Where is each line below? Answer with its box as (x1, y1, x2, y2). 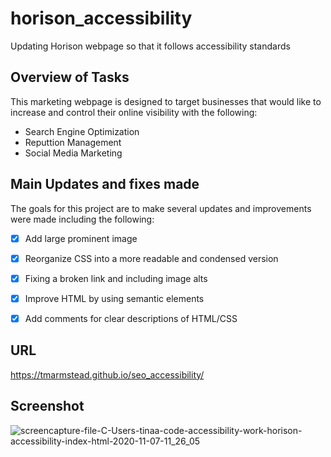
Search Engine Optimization (24, 125, 140, 137)
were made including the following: (10, 213, 155, 225)
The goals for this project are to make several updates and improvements (10, 202, 312, 214)
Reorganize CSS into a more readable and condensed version (24, 252, 279, 264)
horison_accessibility (10, 7, 193, 30)
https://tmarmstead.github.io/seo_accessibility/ (10, 368, 205, 381)
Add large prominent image (24, 232, 138, 244)
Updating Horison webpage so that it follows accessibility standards (10, 40, 291, 52)
